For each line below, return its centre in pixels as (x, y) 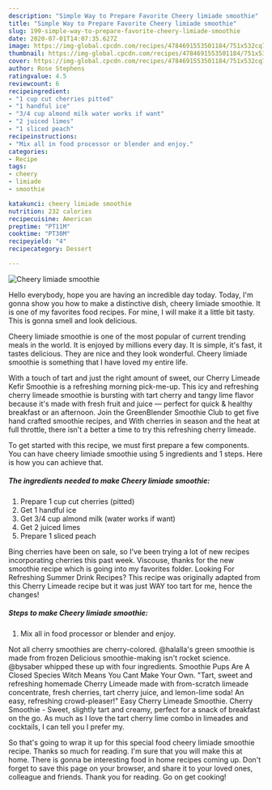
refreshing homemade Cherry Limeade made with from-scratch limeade (129, 683)
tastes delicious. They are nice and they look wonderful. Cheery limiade (128, 353)
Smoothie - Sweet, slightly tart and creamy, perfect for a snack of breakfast (134, 709)
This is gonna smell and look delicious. (73, 320)
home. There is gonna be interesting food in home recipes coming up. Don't (135, 759)
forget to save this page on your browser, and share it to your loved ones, (131, 768)
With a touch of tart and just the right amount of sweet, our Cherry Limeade (134, 378)
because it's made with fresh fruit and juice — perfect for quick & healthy (131, 404)
